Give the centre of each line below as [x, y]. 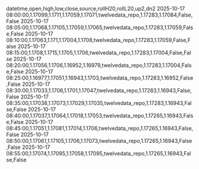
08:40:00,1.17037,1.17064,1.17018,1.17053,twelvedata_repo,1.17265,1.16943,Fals [100, 116]
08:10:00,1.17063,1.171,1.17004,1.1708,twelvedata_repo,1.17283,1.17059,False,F [99, 40]
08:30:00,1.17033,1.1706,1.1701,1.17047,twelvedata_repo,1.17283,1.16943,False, [99, 90]
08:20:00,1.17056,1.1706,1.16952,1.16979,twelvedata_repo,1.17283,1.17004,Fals [99, 65]
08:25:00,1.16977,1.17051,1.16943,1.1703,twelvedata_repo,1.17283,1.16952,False [100, 78]
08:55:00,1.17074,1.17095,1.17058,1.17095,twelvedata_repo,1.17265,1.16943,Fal [99, 153]
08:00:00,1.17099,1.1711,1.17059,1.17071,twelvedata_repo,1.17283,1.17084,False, [99, 15]
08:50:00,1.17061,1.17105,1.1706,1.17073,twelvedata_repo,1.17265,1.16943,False [99, 141]
